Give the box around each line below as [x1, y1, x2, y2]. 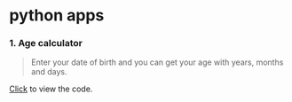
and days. [30, 67, 67, 77]
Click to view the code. [9, 83, 93, 94]
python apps [9, 5, 105, 26]
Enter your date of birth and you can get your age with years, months [30, 57, 284, 67]
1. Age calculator [9, 37, 83, 50]
